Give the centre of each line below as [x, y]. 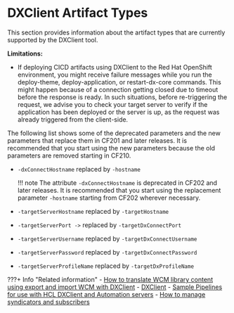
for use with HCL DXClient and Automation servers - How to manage [106, 294]
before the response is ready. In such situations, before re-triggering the [122, 97]
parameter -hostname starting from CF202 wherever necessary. [109, 198]
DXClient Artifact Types [78, 13]
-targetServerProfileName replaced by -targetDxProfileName [106, 266]
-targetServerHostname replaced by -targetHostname [93, 211]
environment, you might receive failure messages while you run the [115, 75]
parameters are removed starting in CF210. [69, 155]
